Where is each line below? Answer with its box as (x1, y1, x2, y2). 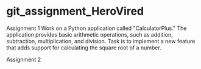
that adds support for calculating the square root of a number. (6, 44, 161, 51)
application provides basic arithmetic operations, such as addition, (6, 31, 173, 38)
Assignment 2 (6, 56, 41, 63)
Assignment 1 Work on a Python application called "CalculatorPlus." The (6, 24, 187, 32)
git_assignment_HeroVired (6, 4, 144, 18)
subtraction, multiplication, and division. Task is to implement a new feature (6, 37, 196, 45)
